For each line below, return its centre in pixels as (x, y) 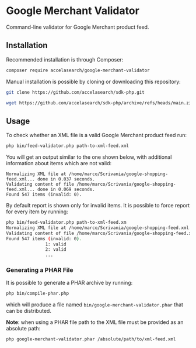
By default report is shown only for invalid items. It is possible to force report (98, 206)
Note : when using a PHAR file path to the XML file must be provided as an (95, 322)
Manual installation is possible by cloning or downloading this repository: (93, 81)
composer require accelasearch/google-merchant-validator (78, 70)
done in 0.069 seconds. (66, 190)
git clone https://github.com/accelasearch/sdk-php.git (75, 92)
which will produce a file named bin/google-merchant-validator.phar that (95, 305)
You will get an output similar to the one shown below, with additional (89, 157)
